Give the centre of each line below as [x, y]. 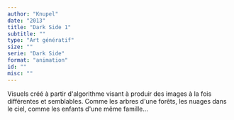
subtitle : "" [27, 34]
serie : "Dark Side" [36, 54]
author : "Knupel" [33, 14]
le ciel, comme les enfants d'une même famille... [78, 109]
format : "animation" [38, 60]
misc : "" [20, 73]
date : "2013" [27, 21]
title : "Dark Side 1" [39, 27]
